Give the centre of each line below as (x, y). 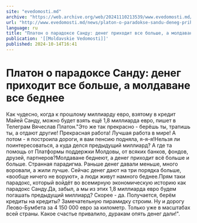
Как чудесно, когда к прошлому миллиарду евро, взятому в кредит (91, 114)
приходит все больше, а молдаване (98, 86)
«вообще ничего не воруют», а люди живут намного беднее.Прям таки (96, 176)
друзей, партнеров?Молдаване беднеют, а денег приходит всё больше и (98, 157)
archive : (17, 17)
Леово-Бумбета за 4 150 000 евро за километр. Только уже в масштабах (98, 207)
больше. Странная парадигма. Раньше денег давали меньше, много (92, 164)
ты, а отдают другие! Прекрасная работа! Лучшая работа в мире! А (91, 133)
